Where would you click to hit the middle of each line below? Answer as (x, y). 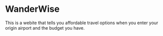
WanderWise (32, 9)
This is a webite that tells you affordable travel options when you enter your (82, 23)
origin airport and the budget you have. (45, 28)
